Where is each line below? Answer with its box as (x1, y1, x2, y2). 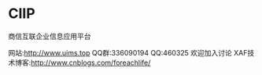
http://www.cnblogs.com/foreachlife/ (31, 58, 151, 67)
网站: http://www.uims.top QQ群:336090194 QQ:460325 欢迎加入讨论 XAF (8, 48, 248, 57)
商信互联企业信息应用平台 (8, 31, 91, 41)
